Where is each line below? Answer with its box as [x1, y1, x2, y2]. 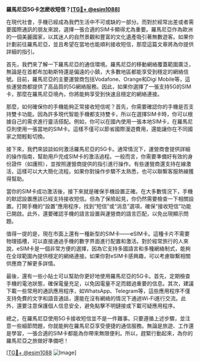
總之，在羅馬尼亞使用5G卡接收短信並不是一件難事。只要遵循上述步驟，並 [6, 315, 186, 322]
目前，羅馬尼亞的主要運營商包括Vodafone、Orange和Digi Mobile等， [16, 75, 186, 83]
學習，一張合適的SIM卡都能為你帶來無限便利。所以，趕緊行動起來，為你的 [11, 330, 193, 336]
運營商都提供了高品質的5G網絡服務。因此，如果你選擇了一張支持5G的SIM [11, 83, 192, 90]
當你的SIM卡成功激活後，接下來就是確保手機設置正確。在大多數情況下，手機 [6, 188, 193, 195]
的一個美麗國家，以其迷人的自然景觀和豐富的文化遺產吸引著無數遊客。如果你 [6, 33, 194, 40]
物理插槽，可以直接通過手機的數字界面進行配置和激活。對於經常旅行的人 [6, 238, 183, 244]
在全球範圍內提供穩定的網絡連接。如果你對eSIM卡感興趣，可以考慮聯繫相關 [6, 253, 191, 259]
